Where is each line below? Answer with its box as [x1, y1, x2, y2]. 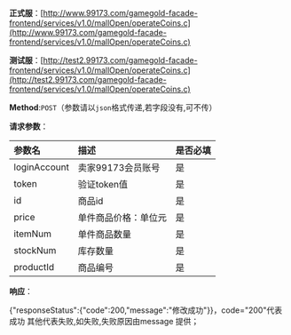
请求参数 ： [9, 121, 49, 132]
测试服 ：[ [9, 55, 44, 65]
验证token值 [77, 179, 129, 190]
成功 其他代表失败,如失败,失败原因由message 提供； [9, 316, 200, 326]
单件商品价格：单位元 [77, 211, 167, 224]
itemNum [13, 227, 51, 240]
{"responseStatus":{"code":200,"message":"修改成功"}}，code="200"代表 [9, 305, 282, 315]
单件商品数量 [77, 228, 131, 240]
